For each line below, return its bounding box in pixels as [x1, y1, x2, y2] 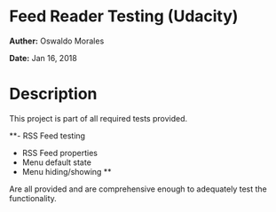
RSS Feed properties [21, 147, 99, 158]
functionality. [9, 192, 58, 203]
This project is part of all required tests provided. [9, 113, 188, 123]
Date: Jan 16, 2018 [9, 52, 77, 63]
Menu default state [21, 157, 91, 168]
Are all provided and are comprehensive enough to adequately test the [9, 184, 268, 194]
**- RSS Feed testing [9, 130, 86, 141]
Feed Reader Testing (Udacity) [9, 6, 239, 27]
